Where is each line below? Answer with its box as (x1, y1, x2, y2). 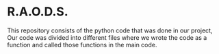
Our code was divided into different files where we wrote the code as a (7, 33, 207, 41)
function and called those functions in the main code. (7, 40, 157, 49)
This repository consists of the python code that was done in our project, (7, 26, 213, 34)
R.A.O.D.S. (7, 4, 68, 20)
